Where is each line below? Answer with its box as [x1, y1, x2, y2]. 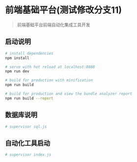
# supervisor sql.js [5, 124, 47, 129]
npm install [5, 55, 29, 61]
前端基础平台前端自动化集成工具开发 [17, 22, 91, 28]
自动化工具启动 [5, 139, 50, 147]
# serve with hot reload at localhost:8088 [5, 65, 95, 69]
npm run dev [5, 69, 29, 74]
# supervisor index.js [5, 152, 51, 158]
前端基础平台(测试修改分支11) [5, 4, 122, 16]
